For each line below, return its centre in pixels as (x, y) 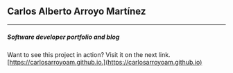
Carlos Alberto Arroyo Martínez (77, 11)
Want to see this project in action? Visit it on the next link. (89, 54)
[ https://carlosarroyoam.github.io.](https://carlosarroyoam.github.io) (105, 62)
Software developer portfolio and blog (63, 37)
